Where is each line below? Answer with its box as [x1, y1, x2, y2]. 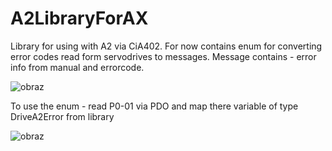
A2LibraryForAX [10, 7, 149, 30]
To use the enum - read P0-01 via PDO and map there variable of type [10, 100, 299, 112]
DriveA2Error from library [10, 110, 115, 122]
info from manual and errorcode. [10, 61, 145, 73]
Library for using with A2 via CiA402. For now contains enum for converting [10, 40, 323, 52]
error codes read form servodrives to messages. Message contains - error [10, 50, 317, 62]
